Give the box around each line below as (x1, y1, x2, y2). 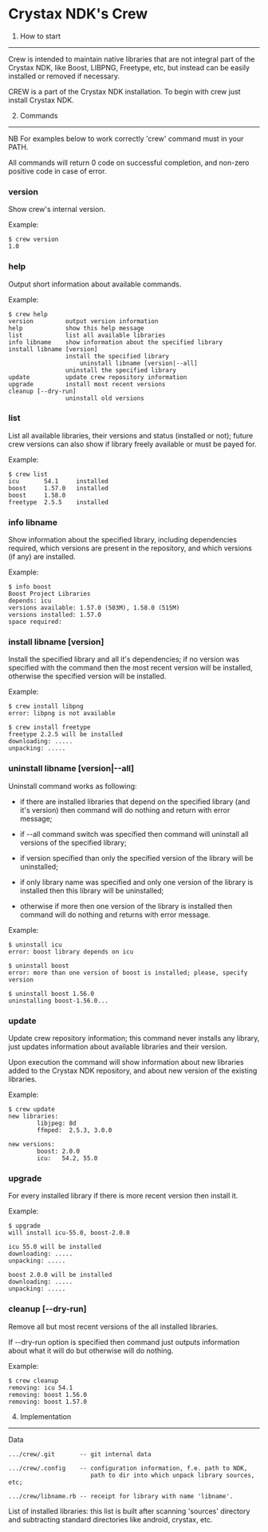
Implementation (19, 1411, 72, 1421)
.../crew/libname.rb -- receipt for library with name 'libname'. (8, 1492, 234, 1500)
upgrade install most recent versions (8, 380, 166, 388)
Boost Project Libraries (8, 590, 91, 598)
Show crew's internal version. (8, 205, 106, 214)
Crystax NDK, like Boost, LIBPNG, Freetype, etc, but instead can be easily (8, 62, 250, 72)
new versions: (8, 1141, 56, 1149)
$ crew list (8, 470, 48, 478)
